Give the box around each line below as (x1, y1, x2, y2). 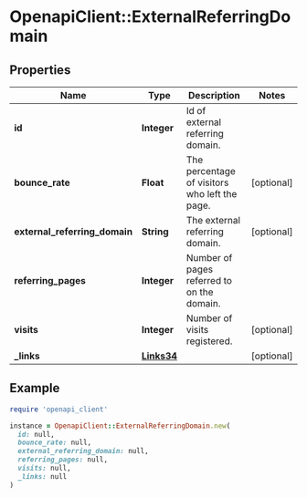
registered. (185, 335, 233, 348)
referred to (185, 275, 233, 286)
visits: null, (17, 463, 71, 473)
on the (185, 285, 214, 298)
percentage (185, 165, 236, 177)
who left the (185, 188, 238, 200)
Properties (9, 62, 71, 78)
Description (188, 89, 240, 101)
